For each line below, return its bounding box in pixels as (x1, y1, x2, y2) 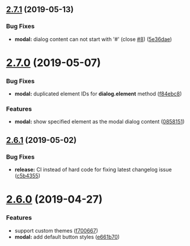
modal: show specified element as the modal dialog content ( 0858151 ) (14, 118, 185, 125)
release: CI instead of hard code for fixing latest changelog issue (14, 166, 172, 173)
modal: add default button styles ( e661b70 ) (14, 233, 120, 240)
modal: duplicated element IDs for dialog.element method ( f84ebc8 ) (14, 90, 182, 97)
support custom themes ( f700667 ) (14, 227, 99, 234)
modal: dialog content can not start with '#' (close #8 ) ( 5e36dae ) (14, 35, 172, 43)
